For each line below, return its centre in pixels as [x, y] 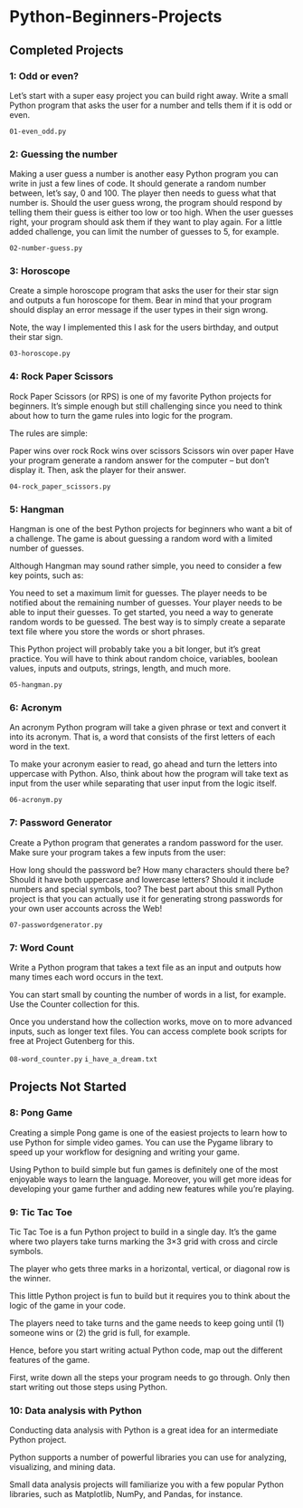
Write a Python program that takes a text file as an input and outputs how [146, 967]
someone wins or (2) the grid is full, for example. [100, 1332]
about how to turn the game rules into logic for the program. [121, 415]
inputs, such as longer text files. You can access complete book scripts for [148, 1031]
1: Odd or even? [44, 76]
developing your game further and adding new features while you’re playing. [152, 1188]
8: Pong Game [41, 1113]
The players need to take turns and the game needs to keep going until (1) [147, 1323]
